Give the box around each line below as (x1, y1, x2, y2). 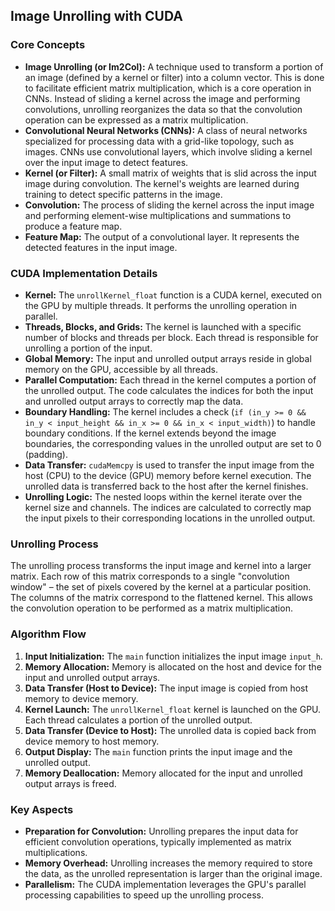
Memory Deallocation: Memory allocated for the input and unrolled (24, 767, 303, 779)
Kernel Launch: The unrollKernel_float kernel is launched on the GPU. (24, 703, 322, 715)
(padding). (24, 448, 69, 460)
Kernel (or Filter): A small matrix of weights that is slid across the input (24, 167, 317, 179)
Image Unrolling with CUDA (10, 8, 183, 25)
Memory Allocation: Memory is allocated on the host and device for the (24, 660, 322, 673)
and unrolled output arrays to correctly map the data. (24, 395, 244, 407)
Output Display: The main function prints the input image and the (24, 745, 293, 758)
